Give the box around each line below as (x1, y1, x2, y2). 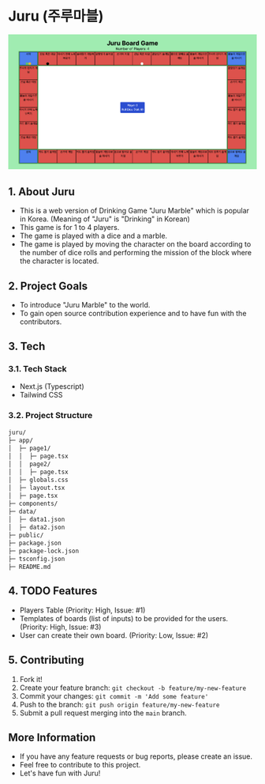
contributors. (19, 317, 62, 326)
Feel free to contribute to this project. (19, 760, 141, 770)
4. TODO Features (8, 584, 98, 597)
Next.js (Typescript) (19, 381, 84, 391)
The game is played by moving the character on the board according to (19, 239, 252, 249)
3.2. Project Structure (8, 409, 93, 420)
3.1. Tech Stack (8, 364, 67, 375)
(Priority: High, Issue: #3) (19, 622, 102, 631)
